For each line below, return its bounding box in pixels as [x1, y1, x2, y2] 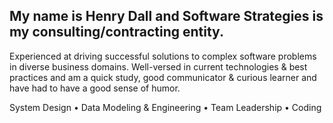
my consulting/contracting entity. [9, 24, 224, 41]
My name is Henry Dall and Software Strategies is [9, 8, 324, 25]
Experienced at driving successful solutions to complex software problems [9, 50, 317, 62]
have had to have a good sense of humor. [9, 82, 181, 94]
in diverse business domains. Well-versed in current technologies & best [9, 60, 308, 73]
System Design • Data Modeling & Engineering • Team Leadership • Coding [9, 101, 322, 113]
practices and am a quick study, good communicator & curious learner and [9, 71, 317, 83]
